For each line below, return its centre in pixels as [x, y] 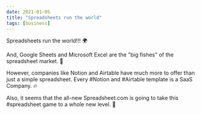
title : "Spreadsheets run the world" [54, 18]
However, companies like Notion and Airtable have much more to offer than [100, 73]
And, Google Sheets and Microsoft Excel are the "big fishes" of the [90, 55]
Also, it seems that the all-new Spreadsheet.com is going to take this [92, 98]
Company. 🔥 [22, 86]
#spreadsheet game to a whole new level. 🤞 [61, 104]
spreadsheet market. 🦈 [35, 61]
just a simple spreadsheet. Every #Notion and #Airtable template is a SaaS [100, 79]
